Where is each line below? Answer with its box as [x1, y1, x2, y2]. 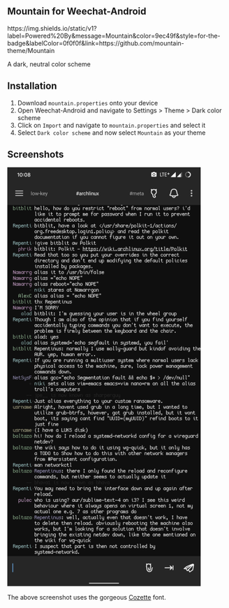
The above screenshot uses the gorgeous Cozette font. [7, 593, 166, 602]
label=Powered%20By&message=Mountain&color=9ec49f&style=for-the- [7, 31, 221, 40]
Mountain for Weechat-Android [7, 6, 147, 17]
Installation [7, 80, 57, 92]
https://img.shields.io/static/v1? [7, 24, 97, 32]
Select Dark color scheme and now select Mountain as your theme [17, 128, 206, 137]
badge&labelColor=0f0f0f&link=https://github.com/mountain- [7, 38, 185, 47]
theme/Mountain [7, 46, 55, 54]
